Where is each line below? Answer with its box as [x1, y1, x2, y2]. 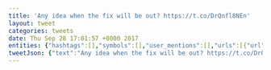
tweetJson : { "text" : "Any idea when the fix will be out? [8, 49, 204, 57]
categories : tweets [8, 27, 74, 35]
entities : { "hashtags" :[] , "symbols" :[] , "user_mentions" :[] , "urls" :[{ [8, 42, 248, 50]
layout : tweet [8, 19, 56, 27]
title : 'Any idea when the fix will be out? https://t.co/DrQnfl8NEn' [8, 11, 251, 20]
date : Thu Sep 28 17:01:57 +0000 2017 [8, 34, 139, 43]
